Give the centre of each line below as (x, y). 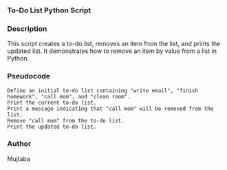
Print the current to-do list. (52, 103)
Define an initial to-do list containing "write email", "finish (102, 91)
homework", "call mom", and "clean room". (69, 96)
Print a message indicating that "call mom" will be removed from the (110, 109)
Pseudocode (29, 76)
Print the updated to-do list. (52, 127)
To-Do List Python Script (49, 10)
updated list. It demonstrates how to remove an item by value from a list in (112, 51)
